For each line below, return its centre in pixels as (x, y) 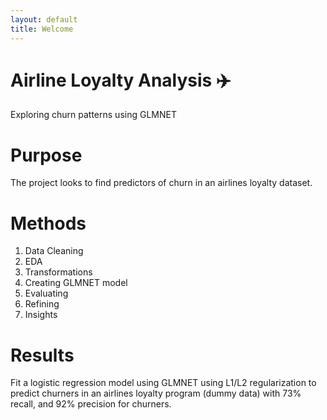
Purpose (46, 155)
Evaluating (46, 293)
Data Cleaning (54, 251)
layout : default (44, 19)
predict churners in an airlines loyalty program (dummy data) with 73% (156, 393)
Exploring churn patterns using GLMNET (93, 115)
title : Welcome (42, 29)
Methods (48, 223)
